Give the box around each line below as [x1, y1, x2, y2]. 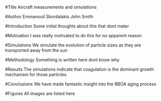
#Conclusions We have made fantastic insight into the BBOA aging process [5, 81, 157, 87]
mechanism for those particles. [5, 72, 68, 77]
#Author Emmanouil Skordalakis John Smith [5, 14, 93, 19]
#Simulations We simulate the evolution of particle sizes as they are [5, 42, 141, 48]
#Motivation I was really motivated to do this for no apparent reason [5, 33, 142, 38]
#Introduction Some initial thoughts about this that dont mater [5, 23, 129, 29]
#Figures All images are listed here [5, 91, 75, 96]
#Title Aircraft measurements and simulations [5, 4, 97, 10]
